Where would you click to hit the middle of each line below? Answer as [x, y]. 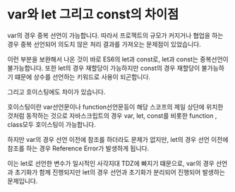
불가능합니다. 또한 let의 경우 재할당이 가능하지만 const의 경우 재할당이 [104, 68]
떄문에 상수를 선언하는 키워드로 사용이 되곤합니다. [82, 77]
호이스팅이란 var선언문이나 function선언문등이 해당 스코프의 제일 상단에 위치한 [115, 107]
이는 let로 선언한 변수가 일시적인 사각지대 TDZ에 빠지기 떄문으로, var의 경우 [111, 163]
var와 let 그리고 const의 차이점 [93, 14]
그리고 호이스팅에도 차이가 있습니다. [56, 92]
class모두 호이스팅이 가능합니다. [52, 124]
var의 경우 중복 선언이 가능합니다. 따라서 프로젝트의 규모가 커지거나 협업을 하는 [115, 35]
